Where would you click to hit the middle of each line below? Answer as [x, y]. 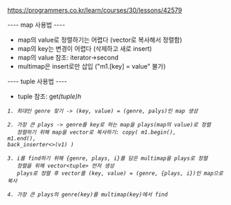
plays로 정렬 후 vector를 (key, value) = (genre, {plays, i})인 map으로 [120, 173]
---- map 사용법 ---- [36, 25]
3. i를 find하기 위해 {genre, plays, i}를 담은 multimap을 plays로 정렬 [108, 158]
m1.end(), [22, 139]
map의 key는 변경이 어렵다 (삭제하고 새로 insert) [85, 48]
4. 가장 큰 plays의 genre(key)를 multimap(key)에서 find [88, 194]
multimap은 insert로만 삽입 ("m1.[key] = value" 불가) [91, 66]
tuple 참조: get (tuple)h [49, 96]
